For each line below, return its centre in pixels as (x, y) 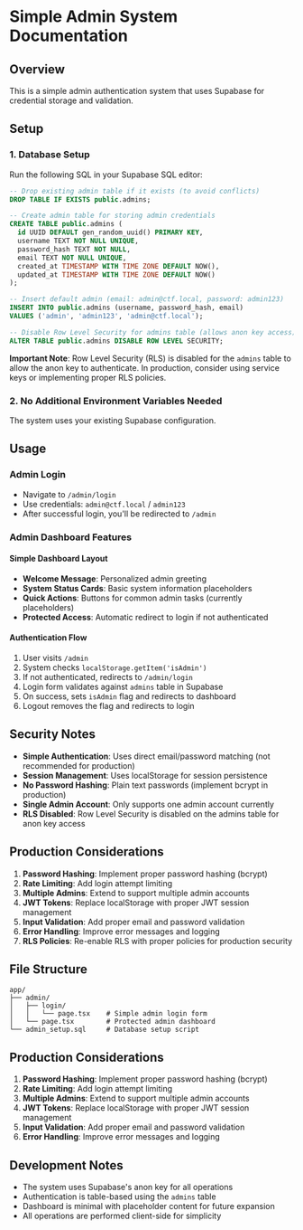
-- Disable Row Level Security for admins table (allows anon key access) (153, 332)
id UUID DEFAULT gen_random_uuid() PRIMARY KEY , (110, 232)
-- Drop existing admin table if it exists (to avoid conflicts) (134, 191)
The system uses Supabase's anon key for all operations (128, 1187)
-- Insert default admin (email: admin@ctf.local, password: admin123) (147, 299)
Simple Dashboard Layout (59, 559)
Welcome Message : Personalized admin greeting (115, 578)
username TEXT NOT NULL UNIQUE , (78, 241)
